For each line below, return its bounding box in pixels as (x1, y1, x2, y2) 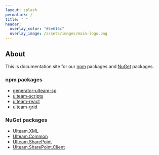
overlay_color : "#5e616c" (10, 26, 65, 32)
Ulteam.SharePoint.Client (12, 144, 65, 150)
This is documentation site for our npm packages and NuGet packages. (5, 63, 154, 69)
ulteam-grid (12, 104, 37, 110)
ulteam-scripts (12, 93, 44, 99)
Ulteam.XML (12, 128, 39, 134)
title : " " (5, 17, 28, 22)
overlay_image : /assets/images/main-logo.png (10, 31, 108, 36)
